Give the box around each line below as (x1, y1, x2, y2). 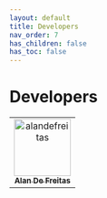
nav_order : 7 (9, 30, 59, 39)
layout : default (9, 13, 71, 23)
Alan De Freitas (14, 175, 71, 186)
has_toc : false (9, 47, 67, 57)
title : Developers (9, 22, 79, 31)
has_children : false (9, 38, 88, 48)
